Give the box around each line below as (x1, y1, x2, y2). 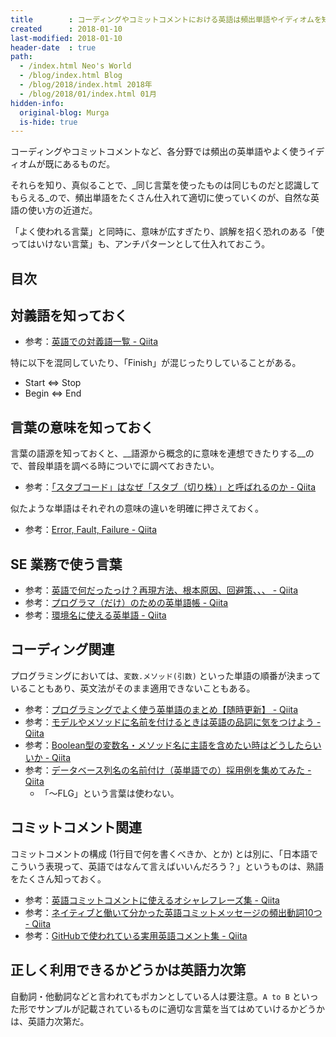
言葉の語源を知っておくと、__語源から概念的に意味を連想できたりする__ (10, 447, 306, 460)
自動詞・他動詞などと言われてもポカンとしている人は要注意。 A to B (10, 990, 290, 1002)
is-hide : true (19, 117, 78, 127)
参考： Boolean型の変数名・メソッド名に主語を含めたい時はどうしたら (24, 739, 313, 751)
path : (10, 52, 33, 62)
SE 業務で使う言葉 (10, 556, 123, 573)
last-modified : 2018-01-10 (10, 33, 123, 43)
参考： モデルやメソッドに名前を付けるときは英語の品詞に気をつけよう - (24, 716, 322, 728)
